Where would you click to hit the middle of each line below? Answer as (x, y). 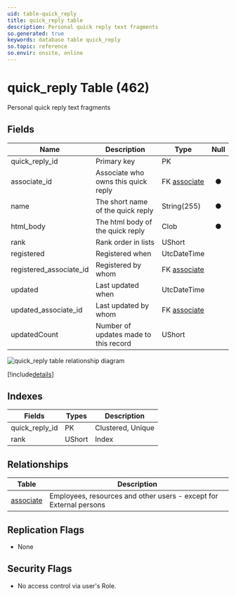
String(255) (181, 206)
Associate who (120, 172)
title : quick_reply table (45, 20)
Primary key (116, 161)
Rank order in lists (125, 242)
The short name (122, 201)
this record (113, 343)
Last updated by (123, 305)
